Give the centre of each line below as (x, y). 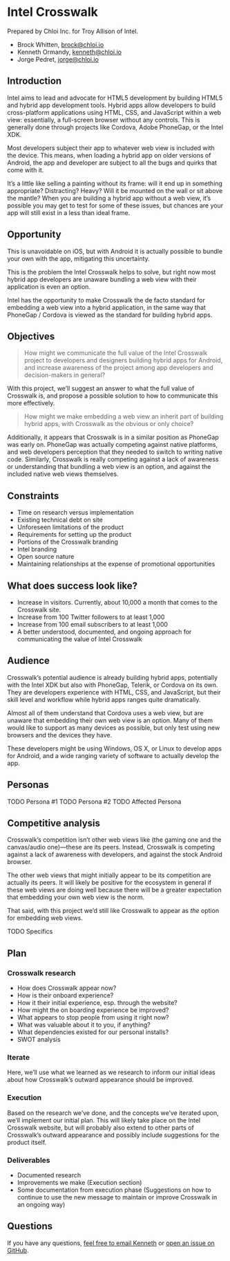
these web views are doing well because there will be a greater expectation (115, 890)
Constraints (33, 496)
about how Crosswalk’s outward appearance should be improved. (100, 1080)
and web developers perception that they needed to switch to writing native (115, 452)
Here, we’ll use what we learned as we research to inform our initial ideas (111, 1072)
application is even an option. (49, 286)
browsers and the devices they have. (60, 735)
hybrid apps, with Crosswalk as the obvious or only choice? (109, 424)
